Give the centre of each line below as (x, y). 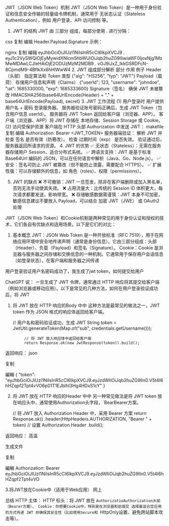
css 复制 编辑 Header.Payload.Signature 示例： (54, 42)
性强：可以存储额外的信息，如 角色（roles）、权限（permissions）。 (75, 171)
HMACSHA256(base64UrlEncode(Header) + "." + (62, 95)
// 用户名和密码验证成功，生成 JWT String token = (65, 323)
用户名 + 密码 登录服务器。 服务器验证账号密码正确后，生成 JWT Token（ (81, 108)
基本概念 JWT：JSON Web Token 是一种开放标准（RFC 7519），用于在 (86, 235)
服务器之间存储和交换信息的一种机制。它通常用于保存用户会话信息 (95, 254)
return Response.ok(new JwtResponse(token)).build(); (82, 343)
